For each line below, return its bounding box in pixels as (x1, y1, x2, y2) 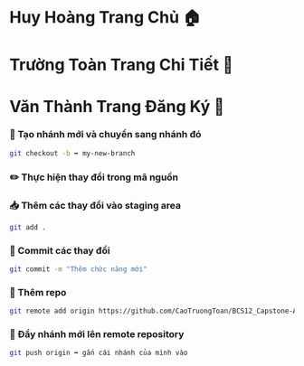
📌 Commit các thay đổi (9, 244, 110, 257)
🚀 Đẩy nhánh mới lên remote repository (9, 328, 185, 341)
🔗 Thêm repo (9, 286, 67, 298)
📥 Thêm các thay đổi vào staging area (9, 199, 182, 211)
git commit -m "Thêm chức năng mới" (9, 265, 147, 274)
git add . (9, 222, 47, 231)
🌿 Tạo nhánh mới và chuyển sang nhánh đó (9, 128, 202, 141)
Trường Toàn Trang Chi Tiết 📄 (9, 55, 233, 75)
